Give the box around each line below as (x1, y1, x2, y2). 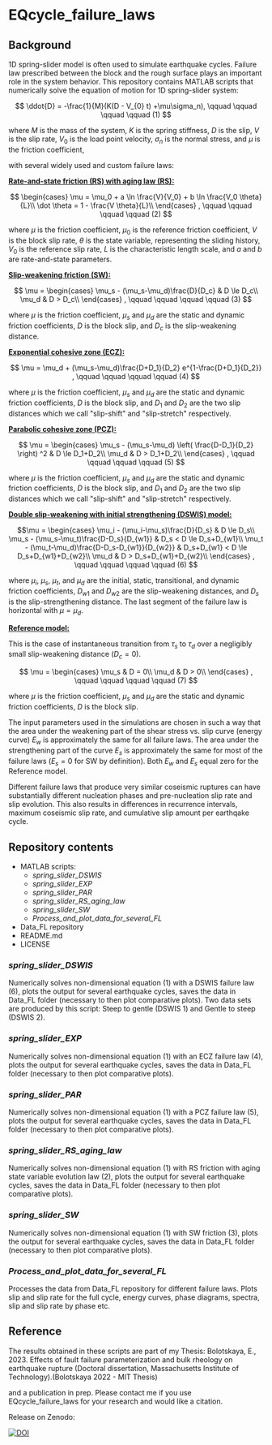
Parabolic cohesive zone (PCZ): (8, 424, 117, 433)
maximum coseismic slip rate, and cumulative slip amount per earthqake (8, 808, 249, 817)
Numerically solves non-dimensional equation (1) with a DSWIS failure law (8, 978, 255, 988)
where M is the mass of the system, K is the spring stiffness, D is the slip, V (8, 126, 260, 135)
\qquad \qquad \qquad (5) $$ (87, 457, 185, 467)
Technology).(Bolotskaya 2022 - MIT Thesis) (8, 1372, 158, 1382)
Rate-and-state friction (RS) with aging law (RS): (8, 176, 175, 186)
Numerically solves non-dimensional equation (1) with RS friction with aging (8, 1163, 261, 1173)
